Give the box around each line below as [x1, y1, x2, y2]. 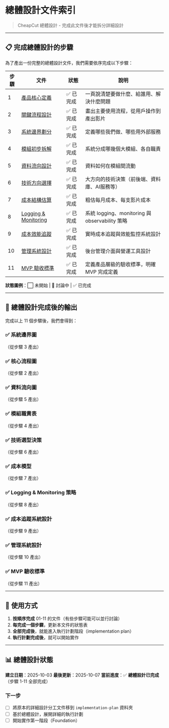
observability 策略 [85, 217, 128, 224]
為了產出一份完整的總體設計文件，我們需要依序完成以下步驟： [5, 60, 133, 66]
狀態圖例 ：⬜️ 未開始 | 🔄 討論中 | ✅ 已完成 [5, 282, 92, 288]
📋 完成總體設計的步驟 [5, 43, 74, 52]
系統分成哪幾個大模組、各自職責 [85, 145, 161, 152]
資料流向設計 [21, 162, 52, 169]
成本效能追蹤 [21, 230, 52, 237]
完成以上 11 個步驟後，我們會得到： [5, 318, 78, 324]
